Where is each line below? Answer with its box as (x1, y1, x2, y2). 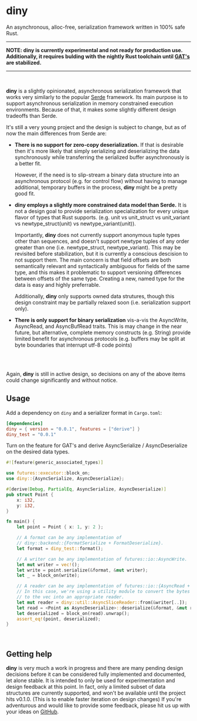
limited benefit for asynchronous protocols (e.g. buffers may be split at (14, 335, 186, 342)
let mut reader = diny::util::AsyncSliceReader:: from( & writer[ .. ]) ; (16, 600, 188, 605)
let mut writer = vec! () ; (16, 561, 80, 567)
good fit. (14, 189, 35, 197)
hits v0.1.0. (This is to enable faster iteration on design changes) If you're (6, 696, 182, 703)
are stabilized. (6, 59, 42, 66)
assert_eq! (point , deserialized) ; (16, 616, 101, 622)
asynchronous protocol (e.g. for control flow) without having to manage (14, 177, 188, 184)
